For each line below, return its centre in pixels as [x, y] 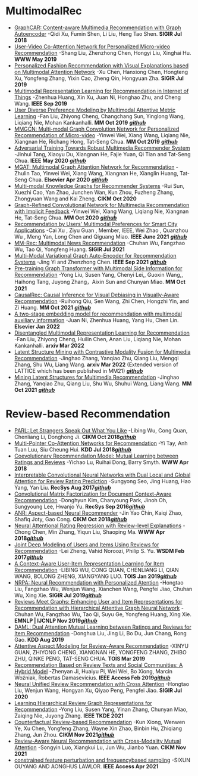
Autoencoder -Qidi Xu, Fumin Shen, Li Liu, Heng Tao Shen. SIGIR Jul [98, 33]
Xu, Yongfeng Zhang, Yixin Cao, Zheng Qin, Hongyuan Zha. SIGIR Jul [99, 78]
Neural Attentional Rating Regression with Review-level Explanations [98, 525]
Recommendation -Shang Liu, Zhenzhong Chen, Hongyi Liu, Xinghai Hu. [103, 52]
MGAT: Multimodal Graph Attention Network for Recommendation [94, 167]
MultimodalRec [44, 11]
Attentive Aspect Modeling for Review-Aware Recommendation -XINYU [101, 646]
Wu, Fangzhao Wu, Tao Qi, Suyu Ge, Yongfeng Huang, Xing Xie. [113, 614]
